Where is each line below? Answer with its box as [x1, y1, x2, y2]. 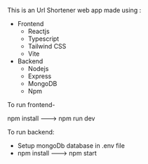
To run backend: [7, 128, 55, 136]
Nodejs [27, 65, 49, 72]
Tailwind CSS [27, 42, 67, 50]
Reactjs [27, 27, 51, 35]
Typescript [27, 34, 60, 43]
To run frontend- [7, 101, 55, 108]
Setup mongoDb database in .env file [17, 141, 125, 150]
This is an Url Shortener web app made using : [7, 6, 142, 14]
